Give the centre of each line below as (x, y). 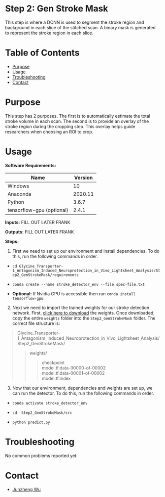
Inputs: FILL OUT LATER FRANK (38, 222)
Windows (18, 186)
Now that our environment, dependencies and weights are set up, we (82, 388)
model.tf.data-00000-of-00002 (74, 368)
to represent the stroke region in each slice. (49, 33)
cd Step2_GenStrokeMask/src (42, 413)
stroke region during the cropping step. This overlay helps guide (70, 126)
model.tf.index (56, 378)
